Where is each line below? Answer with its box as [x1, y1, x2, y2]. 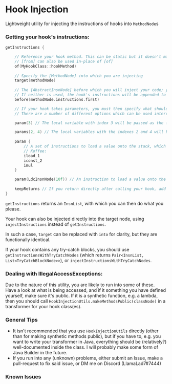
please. [5, 206, 21, 212]
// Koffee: [24, 148, 47, 154]
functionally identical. [5, 237, 51, 243]
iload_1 [24, 153, 40, 158]
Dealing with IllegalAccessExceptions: [5, 270, 103, 277]
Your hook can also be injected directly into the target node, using [5, 216, 144, 222]
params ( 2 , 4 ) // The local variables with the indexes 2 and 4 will [14, 130, 164, 135]
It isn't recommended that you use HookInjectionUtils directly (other [12, 328, 159, 334]
